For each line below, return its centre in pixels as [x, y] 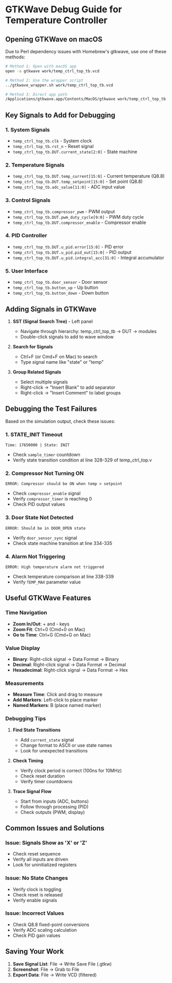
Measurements [25, 683]
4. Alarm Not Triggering [35, 556]
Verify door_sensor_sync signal [45, 538]
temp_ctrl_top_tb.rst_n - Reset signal [53, 146]
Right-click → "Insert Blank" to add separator [68, 387]
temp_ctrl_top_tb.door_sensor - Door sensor [60, 282]
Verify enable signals [35, 900]
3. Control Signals [28, 200]
